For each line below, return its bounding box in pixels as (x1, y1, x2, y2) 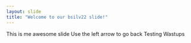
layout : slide (6, 8, 42, 15)
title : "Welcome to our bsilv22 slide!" (6, 14, 109, 20)
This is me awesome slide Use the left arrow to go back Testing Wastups (6, 30, 185, 37)
